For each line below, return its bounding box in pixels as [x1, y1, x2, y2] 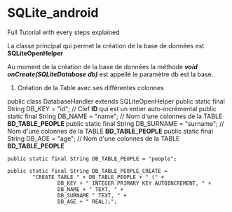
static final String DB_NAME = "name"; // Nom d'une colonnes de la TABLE [7, 112, 223, 120]
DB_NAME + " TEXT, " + [57, 185, 124, 193]
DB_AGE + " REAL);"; [57, 198, 118, 205]
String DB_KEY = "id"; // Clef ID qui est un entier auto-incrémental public [7, 104, 217, 113]
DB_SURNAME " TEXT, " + [57, 192, 128, 199]
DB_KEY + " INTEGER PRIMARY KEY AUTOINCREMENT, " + [57, 180, 212, 187]
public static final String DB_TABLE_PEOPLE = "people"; [7, 155, 177, 162]
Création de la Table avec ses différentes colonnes [17, 83, 165, 92]
